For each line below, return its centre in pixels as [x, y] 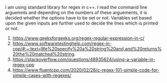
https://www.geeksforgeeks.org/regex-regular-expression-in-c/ [78, 38]
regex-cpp [23, 65]
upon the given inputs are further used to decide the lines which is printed [82, 23]
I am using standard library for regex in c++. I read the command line [76, 7]
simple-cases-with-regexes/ [42, 75]
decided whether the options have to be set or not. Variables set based [78, 18]
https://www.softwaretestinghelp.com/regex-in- [62, 43]
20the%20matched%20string [43, 54]
